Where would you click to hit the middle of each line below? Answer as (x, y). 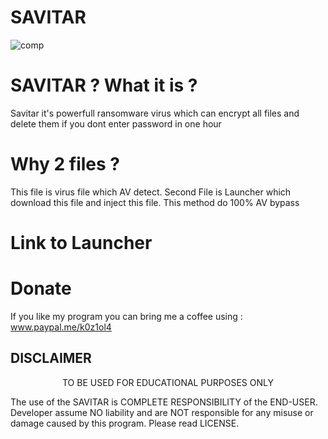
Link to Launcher (81, 243)
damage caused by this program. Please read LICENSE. (125, 423)
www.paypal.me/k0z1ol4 (61, 327)
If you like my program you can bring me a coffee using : (126, 316)
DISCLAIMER (51, 358)
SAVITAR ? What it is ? (104, 85)
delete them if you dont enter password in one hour (116, 123)
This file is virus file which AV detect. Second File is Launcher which (151, 192)
